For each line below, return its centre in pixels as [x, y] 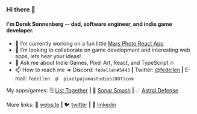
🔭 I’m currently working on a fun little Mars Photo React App [89, 44]
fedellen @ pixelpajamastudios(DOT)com [81, 79]
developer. [20, 30]
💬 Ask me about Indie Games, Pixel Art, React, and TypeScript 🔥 [94, 63]
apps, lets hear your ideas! [48, 56]
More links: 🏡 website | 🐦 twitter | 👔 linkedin [61, 105]
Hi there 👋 [21, 10]
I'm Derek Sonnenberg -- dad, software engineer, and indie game [89, 24]
